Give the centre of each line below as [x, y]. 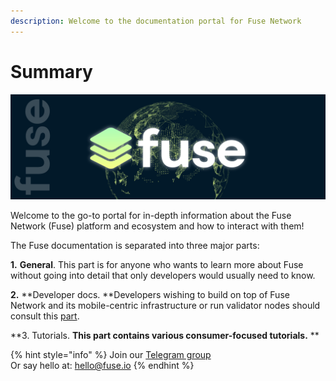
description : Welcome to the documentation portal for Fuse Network [156, 21]
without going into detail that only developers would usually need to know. [163, 275]
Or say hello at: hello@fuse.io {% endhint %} [102, 365]
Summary [51, 71]
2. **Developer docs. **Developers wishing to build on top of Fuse [150, 294]
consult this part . [45, 316]
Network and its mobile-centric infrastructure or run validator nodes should [165, 305]
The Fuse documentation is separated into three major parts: [135, 245]
